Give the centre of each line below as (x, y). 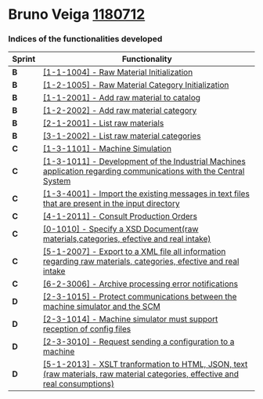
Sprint (24, 59)
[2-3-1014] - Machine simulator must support (130, 319)
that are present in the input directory (111, 204)
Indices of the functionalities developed (85, 39)
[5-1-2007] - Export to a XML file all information (134, 252)
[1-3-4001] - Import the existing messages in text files (146, 194)
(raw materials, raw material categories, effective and (141, 374)
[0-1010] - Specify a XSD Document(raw (121, 229)
